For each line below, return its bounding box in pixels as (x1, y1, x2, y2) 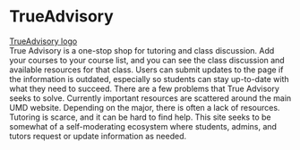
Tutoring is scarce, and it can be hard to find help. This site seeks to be (9, 112, 271, 122)
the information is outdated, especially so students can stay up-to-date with (9, 73, 289, 84)
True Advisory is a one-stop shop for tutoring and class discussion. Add (9, 45, 275, 55)
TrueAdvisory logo (9, 36, 78, 46)
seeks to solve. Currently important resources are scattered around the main (9, 92, 292, 104)
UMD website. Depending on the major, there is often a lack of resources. (9, 102, 280, 112)
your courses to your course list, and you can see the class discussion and (9, 54, 285, 65)
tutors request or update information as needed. (9, 130, 186, 141)
